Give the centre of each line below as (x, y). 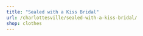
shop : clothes (24, 23)
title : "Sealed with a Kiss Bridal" (53, 12)
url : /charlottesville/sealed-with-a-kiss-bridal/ (72, 18)
